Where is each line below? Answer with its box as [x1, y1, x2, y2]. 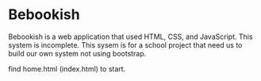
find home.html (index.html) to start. [8, 64, 126, 73]
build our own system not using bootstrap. [8, 48, 147, 58]
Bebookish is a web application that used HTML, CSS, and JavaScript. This [8, 32, 253, 41]
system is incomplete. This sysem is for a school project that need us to [8, 40, 243, 49]
